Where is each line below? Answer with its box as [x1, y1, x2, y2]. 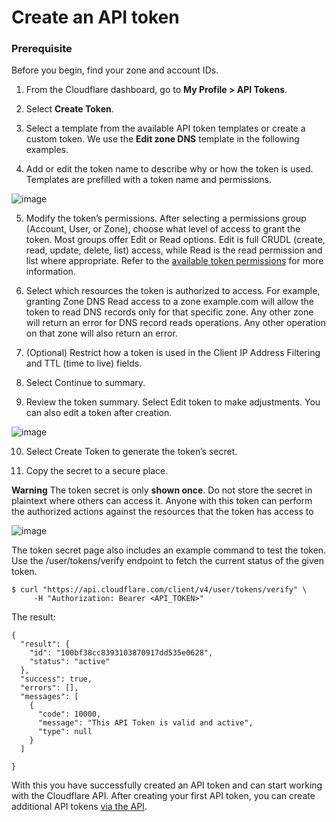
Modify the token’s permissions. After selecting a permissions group [25, 212, 307, 225]
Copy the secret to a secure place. [25, 465, 169, 477]
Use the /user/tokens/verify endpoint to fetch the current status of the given [11, 555, 324, 567]
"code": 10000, [37, 709, 102, 720]
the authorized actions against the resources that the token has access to [11, 506, 314, 518]
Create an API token [11, 6, 180, 29]
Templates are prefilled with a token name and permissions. [25, 174, 273, 186]
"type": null [37, 727, 93, 737]
